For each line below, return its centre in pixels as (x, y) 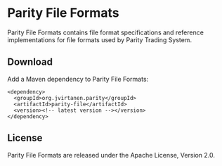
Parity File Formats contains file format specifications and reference (105, 32)
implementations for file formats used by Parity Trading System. (99, 39)
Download (30, 62)
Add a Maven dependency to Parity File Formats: (78, 79)
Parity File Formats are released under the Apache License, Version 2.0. (111, 155)
